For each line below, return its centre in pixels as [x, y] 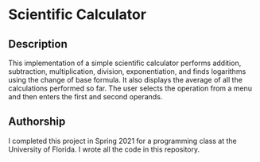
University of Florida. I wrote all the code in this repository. [104, 149]
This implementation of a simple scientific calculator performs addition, [125, 63]
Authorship [37, 122]
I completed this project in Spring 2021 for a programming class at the [122, 141]
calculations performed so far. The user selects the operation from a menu [130, 88]
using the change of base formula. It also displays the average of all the [125, 80]
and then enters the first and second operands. [85, 96]
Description [38, 44]
